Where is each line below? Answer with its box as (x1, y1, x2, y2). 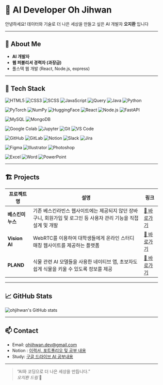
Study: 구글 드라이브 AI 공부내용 (12, 354, 74, 359)
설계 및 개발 (33, 222, 58, 229)
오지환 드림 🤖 (16, 375, 42, 380)
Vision (7, 235, 23, 242)
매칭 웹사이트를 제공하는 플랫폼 (33, 242, 100, 249)
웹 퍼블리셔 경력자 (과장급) (12, 59, 62, 65)
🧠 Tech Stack (5, 84, 46, 93)
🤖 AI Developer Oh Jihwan (5, 4, 112, 16)
